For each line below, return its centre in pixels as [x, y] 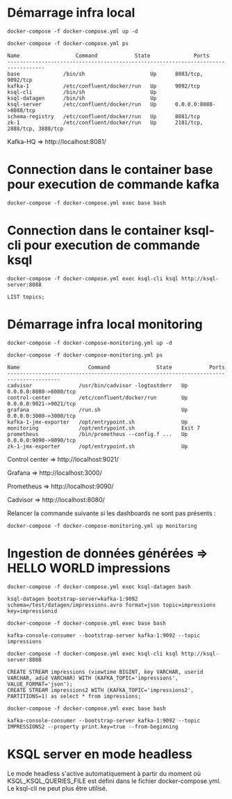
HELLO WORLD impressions [89, 568]
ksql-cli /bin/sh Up [82, 92]
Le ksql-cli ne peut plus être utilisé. [57, 788]
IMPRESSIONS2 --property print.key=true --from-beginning [93, 727]
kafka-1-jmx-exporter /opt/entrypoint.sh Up [98, 422]
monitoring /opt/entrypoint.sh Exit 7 [103, 428]
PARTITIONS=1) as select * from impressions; [74, 696]
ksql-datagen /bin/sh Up [82, 98]
